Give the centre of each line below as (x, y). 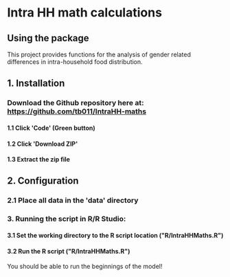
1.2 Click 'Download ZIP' (43, 144)
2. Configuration (43, 181)
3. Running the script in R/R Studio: (67, 219)
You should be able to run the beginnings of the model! (85, 267)
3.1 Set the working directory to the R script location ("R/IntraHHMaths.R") (115, 235)
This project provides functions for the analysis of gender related (99, 54)
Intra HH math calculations (85, 13)
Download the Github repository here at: (76, 103)
